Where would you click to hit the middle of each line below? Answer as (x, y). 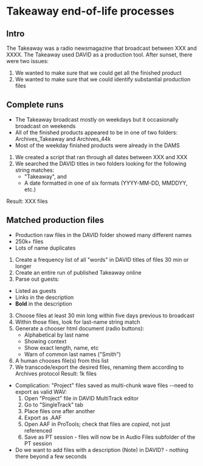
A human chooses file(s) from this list (62, 360)
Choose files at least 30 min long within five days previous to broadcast (105, 315)
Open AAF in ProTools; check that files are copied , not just (97, 424)
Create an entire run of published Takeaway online (78, 272)
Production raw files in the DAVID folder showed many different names (103, 235)
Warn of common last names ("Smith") (73, 354)
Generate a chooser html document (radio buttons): (80, 328)
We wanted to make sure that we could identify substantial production (103, 79)
